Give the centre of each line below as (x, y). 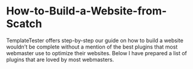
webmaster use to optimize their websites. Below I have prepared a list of (97, 53)
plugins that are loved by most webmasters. (60, 59)
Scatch (24, 24)
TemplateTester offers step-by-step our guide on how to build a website (95, 40)
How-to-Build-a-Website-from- (87, 11)
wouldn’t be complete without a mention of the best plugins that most (92, 47)
